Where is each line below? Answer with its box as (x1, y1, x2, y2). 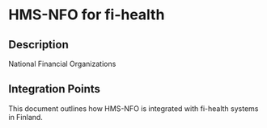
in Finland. (8, 112, 43, 122)
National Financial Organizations (8, 59, 117, 68)
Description (8, 38, 69, 52)
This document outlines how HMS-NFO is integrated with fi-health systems (8, 103, 259, 114)
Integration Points (8, 82, 101, 96)
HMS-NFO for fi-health (8, 6, 165, 24)
